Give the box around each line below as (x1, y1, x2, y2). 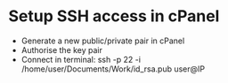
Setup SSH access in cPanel (8, 6, 220, 26)
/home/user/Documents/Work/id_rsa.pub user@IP (20, 64, 206, 74)
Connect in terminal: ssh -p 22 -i (20, 54, 142, 64)
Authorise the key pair (20, 44, 103, 55)
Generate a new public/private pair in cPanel (20, 35, 185, 46)
